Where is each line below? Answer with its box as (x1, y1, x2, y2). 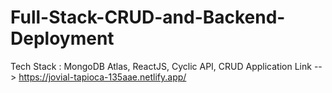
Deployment (10, 27, 115, 50)
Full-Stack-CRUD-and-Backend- (10, 6, 286, 29)
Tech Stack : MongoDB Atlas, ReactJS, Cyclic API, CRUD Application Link (10, 60, 312, 72)
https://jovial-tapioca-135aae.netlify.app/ (18, 71, 187, 83)
